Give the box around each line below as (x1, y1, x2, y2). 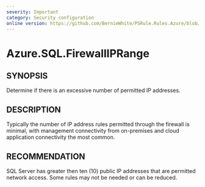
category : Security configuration (6, 15, 95, 21)
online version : (6, 20, 48, 26)
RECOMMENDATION (6, 151, 85, 161)
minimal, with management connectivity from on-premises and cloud (6, 127, 180, 135)
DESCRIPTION (6, 104, 61, 115)
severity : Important (6, 9, 59, 15)
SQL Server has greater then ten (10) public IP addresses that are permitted (6, 168, 196, 174)
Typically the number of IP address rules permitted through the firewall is (6, 121, 190, 128)
